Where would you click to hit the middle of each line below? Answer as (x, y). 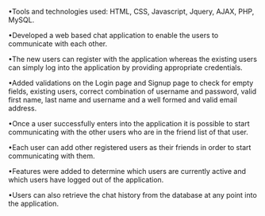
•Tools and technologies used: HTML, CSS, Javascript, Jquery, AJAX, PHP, (131, 12)
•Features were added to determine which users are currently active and (127, 171)
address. (23, 108)
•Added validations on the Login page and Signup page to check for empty (131, 83)
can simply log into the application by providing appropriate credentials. (126, 67)
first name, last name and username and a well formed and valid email (123, 100)
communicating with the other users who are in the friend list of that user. (128, 132)
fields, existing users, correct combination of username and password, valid (132, 91)
